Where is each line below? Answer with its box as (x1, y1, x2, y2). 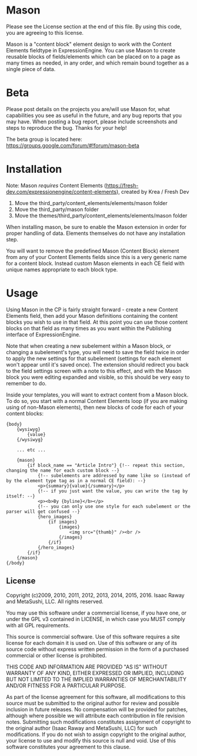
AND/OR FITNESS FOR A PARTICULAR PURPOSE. (6, 682, 126, 689)
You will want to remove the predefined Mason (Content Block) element (6, 247, 179, 254)
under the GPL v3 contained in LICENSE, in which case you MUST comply (6, 615, 185, 623)
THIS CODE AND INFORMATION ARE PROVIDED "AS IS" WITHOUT (6, 663, 168, 670)
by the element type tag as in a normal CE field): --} (6, 478, 146, 483)
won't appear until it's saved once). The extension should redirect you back (6, 361, 189, 368)
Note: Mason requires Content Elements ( (6, 182, 106, 189)
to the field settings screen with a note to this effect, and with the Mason (6, 367, 182, 374)
